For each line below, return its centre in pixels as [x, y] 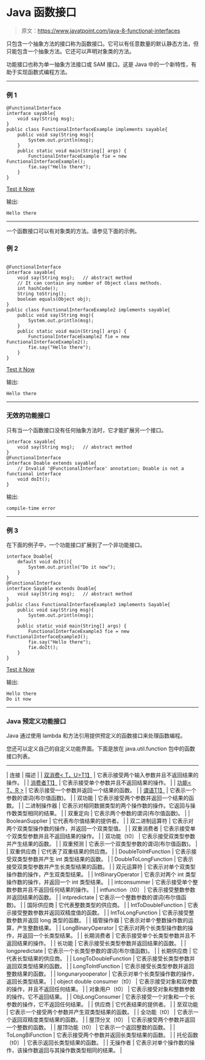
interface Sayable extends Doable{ [52, 589]
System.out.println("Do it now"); [72, 567]
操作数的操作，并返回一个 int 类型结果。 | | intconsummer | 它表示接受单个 [100, 882]
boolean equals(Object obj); [54, 299]
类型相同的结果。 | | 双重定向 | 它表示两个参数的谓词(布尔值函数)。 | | [103, 814]
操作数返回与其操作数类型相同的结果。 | [72, 1050]
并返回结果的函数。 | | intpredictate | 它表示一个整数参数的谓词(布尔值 [94, 897]
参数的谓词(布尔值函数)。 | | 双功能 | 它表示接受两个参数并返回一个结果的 [98, 798]
